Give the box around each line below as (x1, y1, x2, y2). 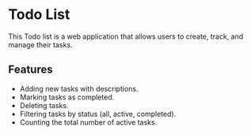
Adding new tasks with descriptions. (19, 84, 139, 93)
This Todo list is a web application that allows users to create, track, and (8, 32, 244, 41)
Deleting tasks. (19, 100, 69, 110)
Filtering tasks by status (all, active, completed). (19, 109, 177, 118)
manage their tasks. (8, 39, 73, 49)
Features (8, 63, 53, 77)
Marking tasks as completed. (19, 92, 115, 102)
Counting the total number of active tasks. (19, 117, 158, 127)
